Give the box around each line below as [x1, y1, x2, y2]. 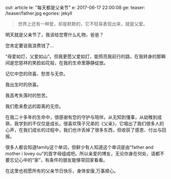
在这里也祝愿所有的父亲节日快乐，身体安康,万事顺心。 [5, 168, 119, 174]
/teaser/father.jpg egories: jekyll [5, 10, 72, 16]
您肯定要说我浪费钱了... [5, 42, 55, 49]
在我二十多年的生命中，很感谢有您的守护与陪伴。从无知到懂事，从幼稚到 [5, 114, 157, 120]
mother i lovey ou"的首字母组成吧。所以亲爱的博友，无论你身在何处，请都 [5, 150, 160, 156]
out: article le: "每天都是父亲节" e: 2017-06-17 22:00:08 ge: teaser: [5, 5, 145, 10]
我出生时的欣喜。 [5, 81, 41, 87]
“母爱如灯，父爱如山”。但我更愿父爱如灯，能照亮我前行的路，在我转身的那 [5, 53, 162, 59]
